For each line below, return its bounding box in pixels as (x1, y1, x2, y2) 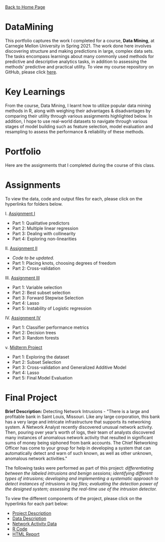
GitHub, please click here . (5, 69, 57, 75)
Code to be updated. (12, 255, 55, 260)
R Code (12, 526, 28, 532)
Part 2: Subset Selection (12, 359, 61, 365)
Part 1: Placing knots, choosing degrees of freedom (12, 260, 116, 266)
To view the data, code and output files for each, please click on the (5, 195, 142, 201)
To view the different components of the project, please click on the (5, 495, 142, 501)
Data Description (12, 515, 47, 521)
